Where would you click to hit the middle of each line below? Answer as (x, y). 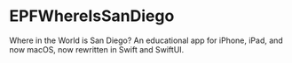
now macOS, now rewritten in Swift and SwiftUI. (97, 49)
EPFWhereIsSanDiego (92, 16)
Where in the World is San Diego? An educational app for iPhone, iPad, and (146, 40)
